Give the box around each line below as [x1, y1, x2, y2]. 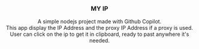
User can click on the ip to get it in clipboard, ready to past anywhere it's [10, 30, 189, 38]
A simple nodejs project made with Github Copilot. [37, 18, 162, 25]
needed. [89, 37, 110, 44]
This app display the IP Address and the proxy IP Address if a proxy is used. [5, 24, 194, 32]
